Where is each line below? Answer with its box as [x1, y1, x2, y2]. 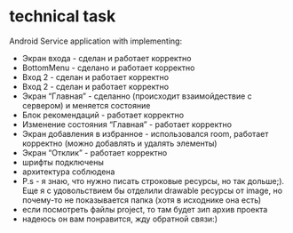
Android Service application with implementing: [9, 36, 183, 46]
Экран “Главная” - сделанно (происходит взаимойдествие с [21, 91, 253, 101]
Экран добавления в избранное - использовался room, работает [21, 128, 269, 139]
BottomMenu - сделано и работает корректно [21, 62, 195, 73]
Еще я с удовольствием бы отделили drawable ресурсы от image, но [21, 185, 282, 196]
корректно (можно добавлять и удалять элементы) [21, 138, 218, 149]
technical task [9, 6, 116, 27]
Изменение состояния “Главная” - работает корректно [21, 118, 233, 130]
